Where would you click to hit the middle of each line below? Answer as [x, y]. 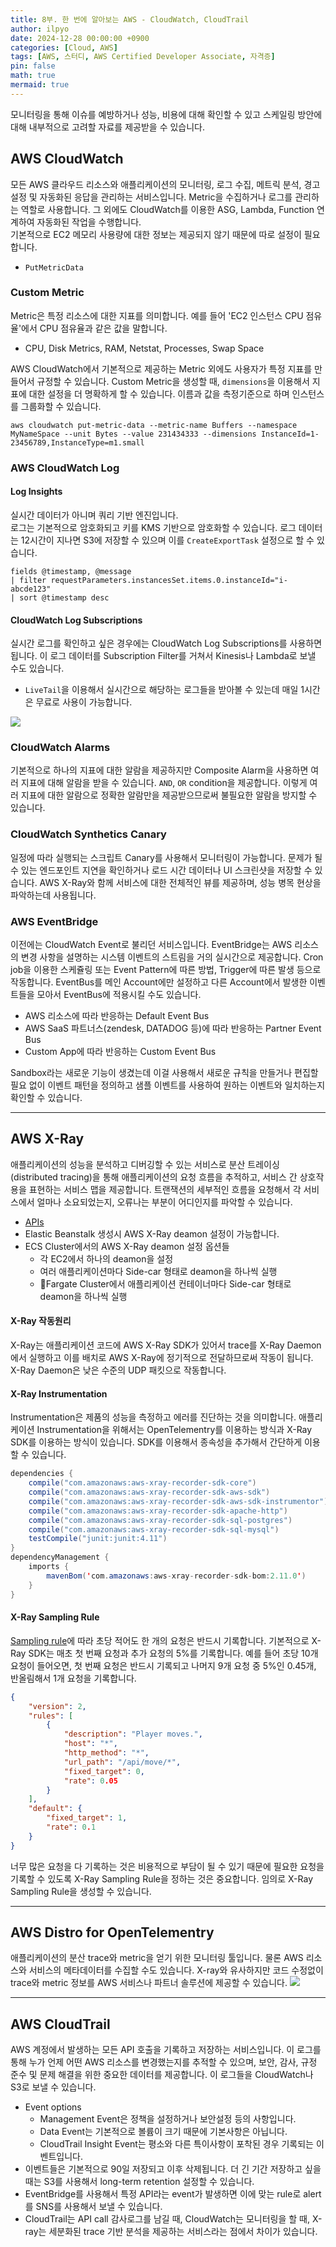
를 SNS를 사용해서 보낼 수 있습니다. [93, 2207]
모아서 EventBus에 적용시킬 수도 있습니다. [119, 995]
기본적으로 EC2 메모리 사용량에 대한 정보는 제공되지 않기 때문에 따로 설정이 [156, 234]
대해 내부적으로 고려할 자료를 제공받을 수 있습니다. [108, 127]
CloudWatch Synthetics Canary [88, 834]
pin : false [33, 66]
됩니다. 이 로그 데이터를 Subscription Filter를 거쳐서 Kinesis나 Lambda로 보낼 [163, 656]
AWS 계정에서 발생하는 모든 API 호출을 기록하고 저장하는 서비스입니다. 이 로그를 [166, 2050]
